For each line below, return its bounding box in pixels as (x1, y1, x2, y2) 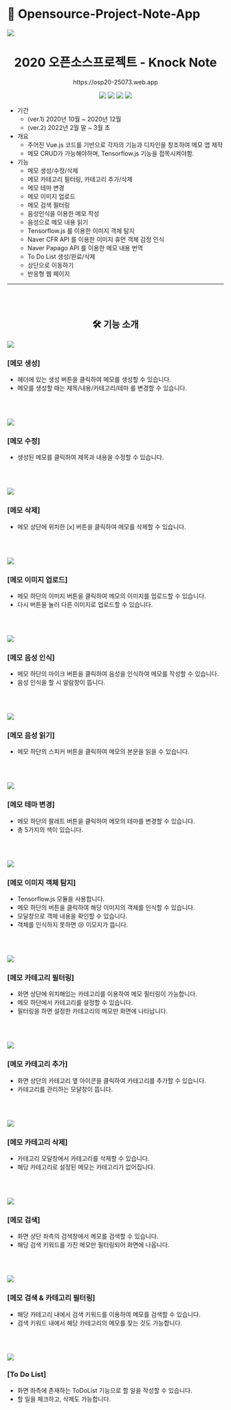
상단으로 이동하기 (27, 261, 74, 269)
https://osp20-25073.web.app (73, 78, 158, 86)
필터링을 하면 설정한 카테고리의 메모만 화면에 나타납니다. (16, 1007, 168, 1015)
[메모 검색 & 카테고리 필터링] (7, 1293, 96, 1303)
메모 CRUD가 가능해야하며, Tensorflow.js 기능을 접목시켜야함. (27, 149, 195, 157)
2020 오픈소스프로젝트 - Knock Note (14, 55, 217, 71)
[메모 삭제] (7, 505, 41, 515)
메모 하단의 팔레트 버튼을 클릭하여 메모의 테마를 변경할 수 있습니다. (16, 817, 195, 825)
